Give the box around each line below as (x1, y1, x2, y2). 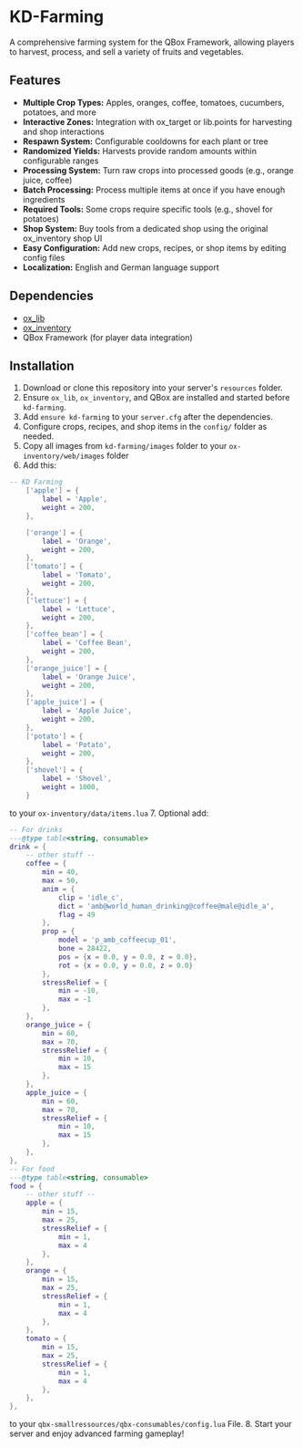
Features (9, 73, 61, 89)
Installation (9, 358, 75, 373)
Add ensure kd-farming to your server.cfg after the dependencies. (22, 411, 274, 422)
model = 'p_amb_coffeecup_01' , (57, 935, 177, 945)
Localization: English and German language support (22, 262, 220, 273)
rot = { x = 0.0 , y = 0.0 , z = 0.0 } (57, 961, 194, 970)
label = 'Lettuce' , (42, 604, 116, 613)
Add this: (22, 460, 57, 471)
